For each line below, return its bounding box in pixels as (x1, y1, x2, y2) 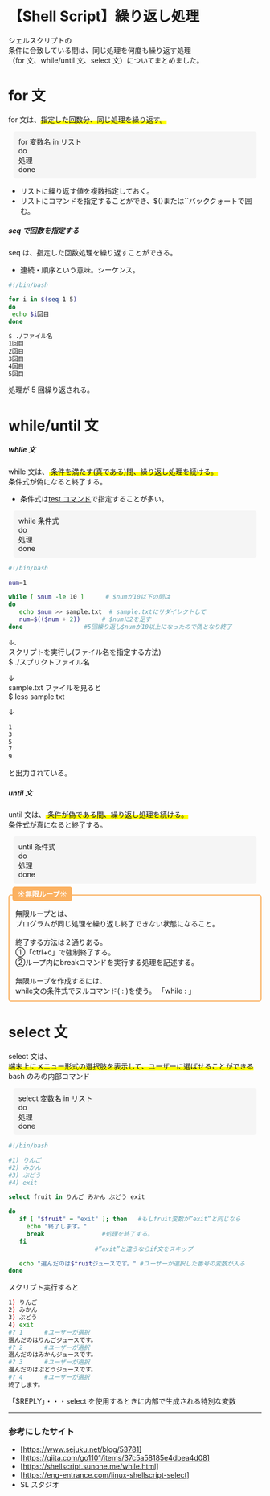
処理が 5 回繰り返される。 (8, 385, 95, 394)
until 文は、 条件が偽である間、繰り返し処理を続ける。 (8, 810, 189, 820)
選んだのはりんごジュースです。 (8, 1335, 97, 1344)
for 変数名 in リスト (18, 137, 82, 146)
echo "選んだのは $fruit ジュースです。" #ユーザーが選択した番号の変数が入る (18, 1259, 245, 1268)
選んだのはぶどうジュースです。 (8, 1366, 97, 1374)
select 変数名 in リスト (18, 1093, 93, 1103)
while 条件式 (18, 516, 59, 525)
